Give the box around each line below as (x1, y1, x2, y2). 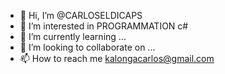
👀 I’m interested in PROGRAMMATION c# (19, 20, 189, 32)
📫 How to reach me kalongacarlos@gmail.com (19, 53, 215, 64)
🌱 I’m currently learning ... (19, 31, 127, 42)
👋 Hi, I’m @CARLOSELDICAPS (19, 10, 143, 21)
